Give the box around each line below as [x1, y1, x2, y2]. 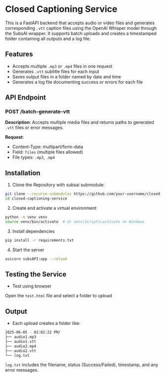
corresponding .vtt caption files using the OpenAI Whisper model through [5, 25, 157, 31]
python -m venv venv [5, 215, 48, 219]
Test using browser [12, 283, 52, 289]
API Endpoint [5, 93, 46, 102]
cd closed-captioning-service [5, 196, 68, 201]
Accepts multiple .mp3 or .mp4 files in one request [12, 63, 113, 69]
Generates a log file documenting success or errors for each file [12, 79, 143, 85]
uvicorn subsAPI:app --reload [5, 256, 68, 261]
